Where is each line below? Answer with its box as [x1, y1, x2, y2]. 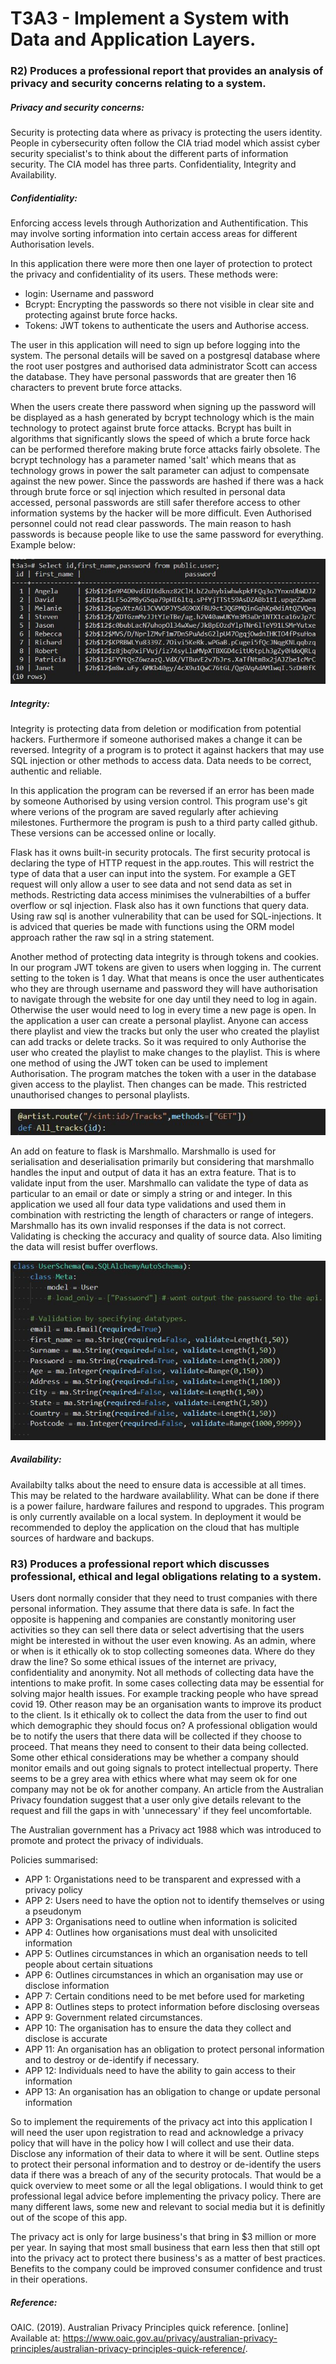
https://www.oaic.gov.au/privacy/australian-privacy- [62, 2332, 278, 2344]
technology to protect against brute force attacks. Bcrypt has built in [10, 422, 292, 434]
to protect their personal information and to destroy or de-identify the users [10, 2158, 322, 2171]
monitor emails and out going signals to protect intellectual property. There [10, 1762, 319, 1774]
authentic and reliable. [10, 765, 102, 777]
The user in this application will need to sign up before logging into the [10, 339, 301, 351]
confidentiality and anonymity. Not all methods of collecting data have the [10, 1667, 315, 1679]
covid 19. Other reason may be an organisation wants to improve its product [10, 1698, 322, 1711]
